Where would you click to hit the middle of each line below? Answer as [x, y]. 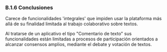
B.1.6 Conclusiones [29, 8]
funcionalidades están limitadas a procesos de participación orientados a [81, 39]
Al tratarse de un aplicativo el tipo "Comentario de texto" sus [69, 34]
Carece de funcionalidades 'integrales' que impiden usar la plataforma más [83, 19]
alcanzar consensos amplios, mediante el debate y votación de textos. [78, 44]
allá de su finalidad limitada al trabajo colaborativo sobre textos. [72, 24]
